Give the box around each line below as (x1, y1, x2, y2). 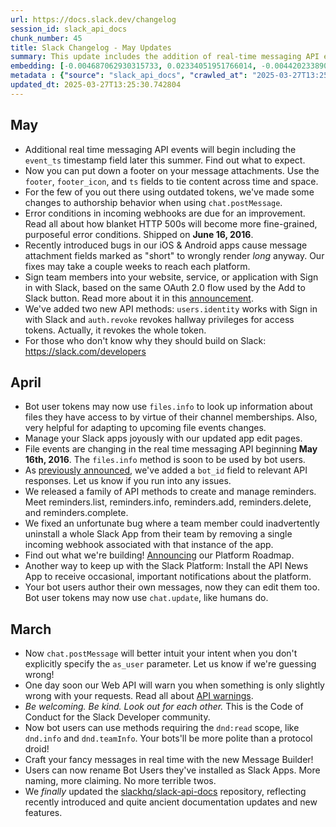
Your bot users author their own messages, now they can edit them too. (24, 581, 320, 593)
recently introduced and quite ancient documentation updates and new (24, 796, 318, 808)
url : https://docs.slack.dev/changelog (10, 14, 177, 25)
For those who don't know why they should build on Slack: (24, 334, 267, 346)
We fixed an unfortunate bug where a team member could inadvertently (24, 517, 320, 530)
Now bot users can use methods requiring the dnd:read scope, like (24, 722, 300, 734)
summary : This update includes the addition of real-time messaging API (10, 52, 320, 62)
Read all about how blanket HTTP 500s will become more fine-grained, (24, 217, 318, 230)
